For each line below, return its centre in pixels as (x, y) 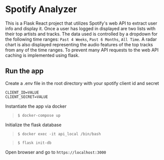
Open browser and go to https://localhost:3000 (56, 152)
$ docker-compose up (39, 115)
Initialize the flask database (33, 125)
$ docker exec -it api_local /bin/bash (59, 134)
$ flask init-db (34, 143)
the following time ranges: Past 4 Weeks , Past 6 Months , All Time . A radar (81, 39)
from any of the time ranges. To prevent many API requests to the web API (82, 50)
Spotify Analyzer (41, 9)
